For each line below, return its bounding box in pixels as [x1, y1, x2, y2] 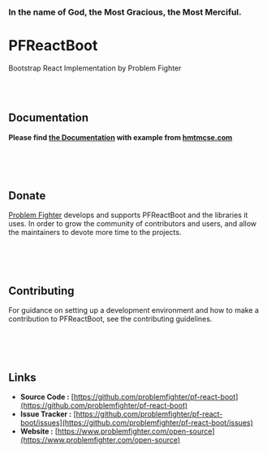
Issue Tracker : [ [19, 409, 77, 419]
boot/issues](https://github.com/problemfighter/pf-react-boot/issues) [19, 418, 254, 428]
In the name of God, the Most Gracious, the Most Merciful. [8, 6, 242, 18]
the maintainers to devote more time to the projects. [8, 228, 182, 237]
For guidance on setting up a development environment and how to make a [8, 306, 260, 315]
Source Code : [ [19, 392, 75, 402]
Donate [8, 189, 46, 203]
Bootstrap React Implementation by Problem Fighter [8, 63, 182, 73]
